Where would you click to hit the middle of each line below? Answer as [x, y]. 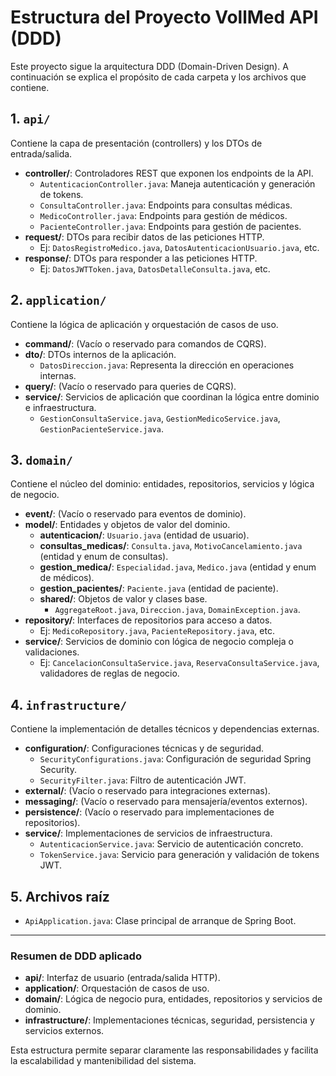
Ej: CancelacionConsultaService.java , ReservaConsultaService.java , [179, 663]
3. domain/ [41, 459]
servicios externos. [64, 1031]
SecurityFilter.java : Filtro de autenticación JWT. [143, 780]
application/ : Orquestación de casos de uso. [117, 988]
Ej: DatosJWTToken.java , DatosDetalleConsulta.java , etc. [155, 268]
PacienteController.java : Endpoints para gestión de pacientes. [170, 226]
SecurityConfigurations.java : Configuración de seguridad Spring [175, 759]
